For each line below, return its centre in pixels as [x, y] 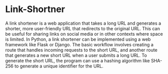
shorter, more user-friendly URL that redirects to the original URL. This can [83, 28]
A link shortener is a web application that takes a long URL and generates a [83, 23]
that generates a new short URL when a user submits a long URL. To [76, 55]
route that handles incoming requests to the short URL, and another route [81, 50]
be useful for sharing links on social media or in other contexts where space [84, 34]
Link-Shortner [35, 9]
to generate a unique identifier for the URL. [59, 66]
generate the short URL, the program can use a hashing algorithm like [78, 60]
